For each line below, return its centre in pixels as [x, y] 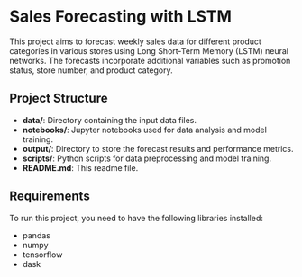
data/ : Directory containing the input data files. [109, 120]
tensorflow [42, 255]
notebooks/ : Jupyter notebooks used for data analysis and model [145, 130]
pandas [37, 235]
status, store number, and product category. [91, 70]
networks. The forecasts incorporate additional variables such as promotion [150, 60]
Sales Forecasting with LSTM [121, 17]
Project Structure [59, 98]
